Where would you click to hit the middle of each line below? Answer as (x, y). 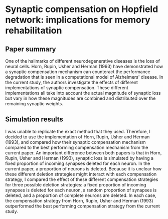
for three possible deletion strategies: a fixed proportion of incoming (76, 184)
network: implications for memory (78, 20)
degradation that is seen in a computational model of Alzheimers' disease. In (84, 77)
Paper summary (31, 49)
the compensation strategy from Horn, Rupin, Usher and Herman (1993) (79, 200)
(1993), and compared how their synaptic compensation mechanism (76, 142)
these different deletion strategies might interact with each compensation (81, 174)
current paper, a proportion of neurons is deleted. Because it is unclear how (83, 168)
